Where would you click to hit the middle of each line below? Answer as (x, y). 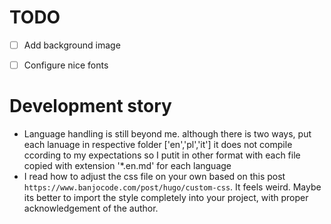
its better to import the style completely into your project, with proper (166, 197)
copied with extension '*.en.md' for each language (127, 165)
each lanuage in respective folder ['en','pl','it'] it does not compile (158, 144)
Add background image (72, 45)
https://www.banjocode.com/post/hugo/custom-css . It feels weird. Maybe (172, 187)
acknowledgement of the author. (91, 208)
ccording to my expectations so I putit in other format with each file (162, 155)
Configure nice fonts (66, 65)
